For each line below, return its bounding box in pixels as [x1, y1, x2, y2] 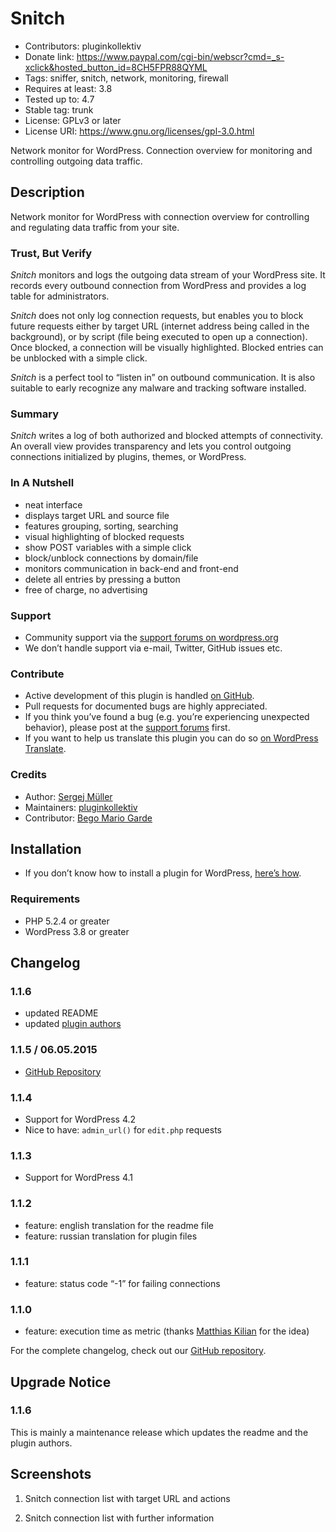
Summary [10, 407, 60, 421]
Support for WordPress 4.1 [24, 1172, 134, 1184]
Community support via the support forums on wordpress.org [24, 631, 279, 643]
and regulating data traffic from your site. [10, 221, 180, 233]
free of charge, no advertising [24, 583, 148, 596]
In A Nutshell [10, 476, 75, 490]
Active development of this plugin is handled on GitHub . [24, 690, 255, 702]
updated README [24, 1007, 99, 1019]
